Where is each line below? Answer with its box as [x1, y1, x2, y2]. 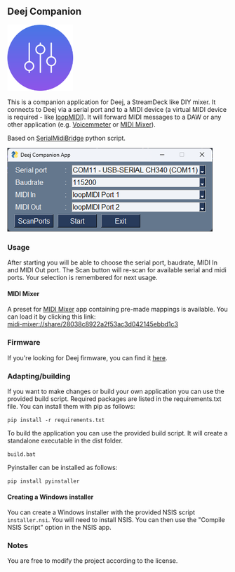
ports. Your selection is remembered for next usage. [7, 274, 158, 282]
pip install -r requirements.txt [7, 417, 105, 424]
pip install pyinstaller [7, 478, 80, 485]
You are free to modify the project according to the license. [7, 557, 178, 565]
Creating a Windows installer [7, 492, 94, 501]
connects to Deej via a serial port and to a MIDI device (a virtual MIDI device [7, 105, 227, 113]
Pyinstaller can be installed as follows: [7, 463, 118, 471]
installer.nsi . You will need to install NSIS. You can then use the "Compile [7, 516, 226, 524]
